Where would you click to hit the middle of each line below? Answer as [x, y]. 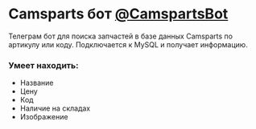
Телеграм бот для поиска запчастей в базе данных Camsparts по [121, 36]
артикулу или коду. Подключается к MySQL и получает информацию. [128, 44]
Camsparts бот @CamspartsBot [118, 14]
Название [37, 83]
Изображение [44, 117]
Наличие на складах [55, 108]
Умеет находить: [43, 65]
